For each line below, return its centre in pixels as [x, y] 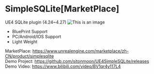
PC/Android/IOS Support [37, 37]
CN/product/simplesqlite [30, 56]
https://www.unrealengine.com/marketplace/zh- [81, 51]
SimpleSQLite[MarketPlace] [62, 9]
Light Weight [25, 41]
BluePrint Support [30, 31]
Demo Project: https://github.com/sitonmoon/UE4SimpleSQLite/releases [77, 61]
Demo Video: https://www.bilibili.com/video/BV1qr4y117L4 [63, 66]
